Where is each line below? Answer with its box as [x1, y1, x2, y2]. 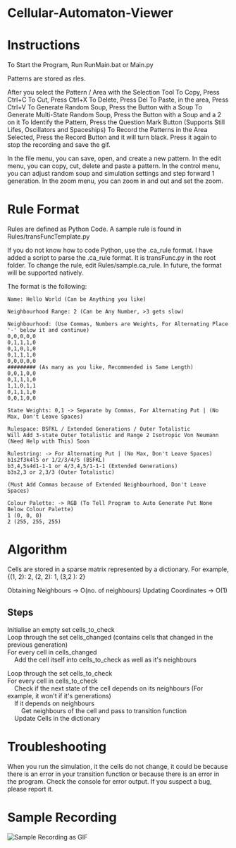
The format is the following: [7, 282, 87, 291]
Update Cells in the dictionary [13, 714, 101, 722]
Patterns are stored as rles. [7, 74, 86, 83]
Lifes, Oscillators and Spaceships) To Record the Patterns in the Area [7, 126, 208, 134]
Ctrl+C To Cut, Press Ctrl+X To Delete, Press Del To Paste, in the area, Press [7, 95, 229, 104]
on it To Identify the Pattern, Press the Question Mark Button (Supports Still [7, 118, 225, 126]
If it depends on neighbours [13, 699, 95, 707]
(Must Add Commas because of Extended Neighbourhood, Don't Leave [7, 482, 206, 489]
